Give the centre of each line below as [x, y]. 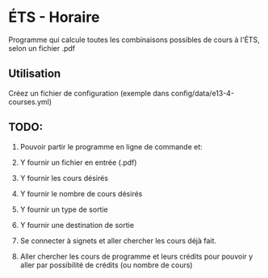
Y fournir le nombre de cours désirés [81, 193]
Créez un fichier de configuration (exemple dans [89, 93]
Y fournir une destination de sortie [77, 225]
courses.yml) [30, 102]
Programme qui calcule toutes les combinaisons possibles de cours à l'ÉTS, [134, 40]
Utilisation [35, 74]
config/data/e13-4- [203, 93]
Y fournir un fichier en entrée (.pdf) [78, 162]
